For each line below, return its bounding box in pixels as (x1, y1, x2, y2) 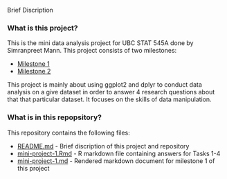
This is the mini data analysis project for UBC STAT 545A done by (7, 39, 194, 47)
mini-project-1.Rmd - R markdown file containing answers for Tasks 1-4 (17, 149, 221, 157)
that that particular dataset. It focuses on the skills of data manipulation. (7, 95, 212, 103)
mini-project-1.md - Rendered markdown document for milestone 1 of (17, 156, 215, 165)
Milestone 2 (17, 67, 51, 76)
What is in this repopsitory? (7, 112, 102, 122)
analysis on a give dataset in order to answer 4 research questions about (7, 88, 215, 96)
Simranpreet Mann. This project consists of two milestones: (7, 46, 177, 55)
